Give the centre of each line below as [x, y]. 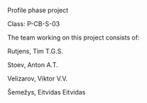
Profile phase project [38, 10]
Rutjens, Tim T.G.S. [36, 51]
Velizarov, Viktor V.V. [38, 78]
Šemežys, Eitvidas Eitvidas [47, 92]
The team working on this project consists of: [73, 37]
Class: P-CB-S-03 [34, 24]
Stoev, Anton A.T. [33, 65]
